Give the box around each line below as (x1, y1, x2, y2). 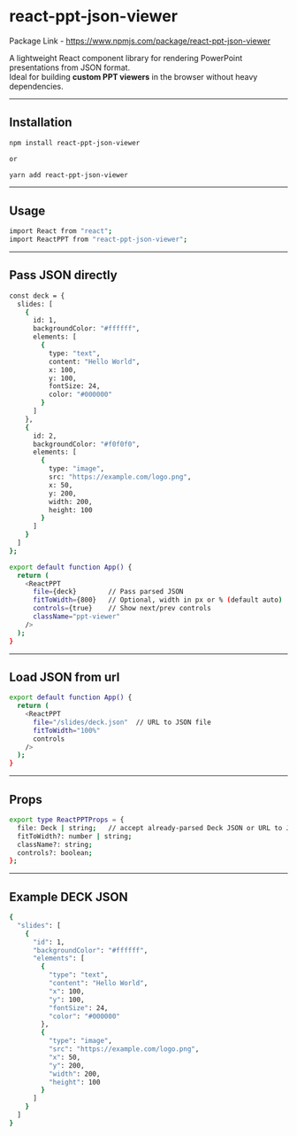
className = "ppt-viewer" (32, 612, 121, 621)
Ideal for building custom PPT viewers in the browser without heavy (9, 71, 258, 82)
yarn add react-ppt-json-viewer (9, 170, 128, 179)
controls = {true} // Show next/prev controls (32, 604, 212, 613)
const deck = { (9, 291, 65, 300)
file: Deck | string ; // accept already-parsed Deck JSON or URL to (17, 823, 283, 832)
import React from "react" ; (9, 227, 113, 236)
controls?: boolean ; (17, 848, 93, 857)
